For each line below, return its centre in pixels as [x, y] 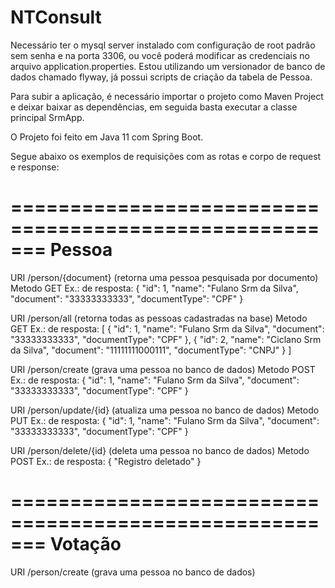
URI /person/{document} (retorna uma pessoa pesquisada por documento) [164, 277]
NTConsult [56, 17]
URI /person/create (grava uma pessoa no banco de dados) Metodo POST [163, 369]
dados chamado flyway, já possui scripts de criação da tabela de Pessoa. [161, 77]
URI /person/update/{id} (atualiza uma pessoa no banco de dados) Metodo [165, 410]
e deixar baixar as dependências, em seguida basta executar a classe [154, 107]
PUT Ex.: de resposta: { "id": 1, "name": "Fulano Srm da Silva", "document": [165, 420]
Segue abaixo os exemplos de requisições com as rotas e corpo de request [166, 156]
